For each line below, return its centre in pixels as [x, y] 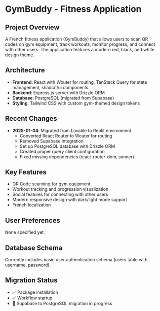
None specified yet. [25, 232]
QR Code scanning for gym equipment [51, 184]
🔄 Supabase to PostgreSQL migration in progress [62, 303]
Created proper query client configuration [62, 151]
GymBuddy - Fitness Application [73, 9]
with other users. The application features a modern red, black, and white [80, 50]
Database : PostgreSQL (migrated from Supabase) [63, 98]
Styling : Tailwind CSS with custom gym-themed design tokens [76, 103]
